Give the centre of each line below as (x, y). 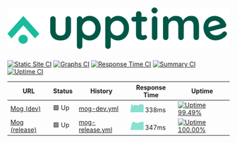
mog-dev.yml (98, 108)
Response (151, 87)
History (102, 91)
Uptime (202, 91)
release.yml (96, 130)
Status (62, 91)
